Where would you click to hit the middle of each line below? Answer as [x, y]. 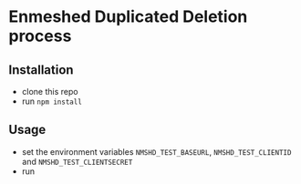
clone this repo [50, 92]
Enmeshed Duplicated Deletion [128, 17]
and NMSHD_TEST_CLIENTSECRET [77, 161]
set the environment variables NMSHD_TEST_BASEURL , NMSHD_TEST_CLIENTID [156, 151]
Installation [41, 70]
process [40, 36]
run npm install [52, 101]
